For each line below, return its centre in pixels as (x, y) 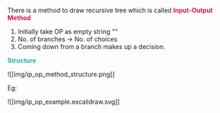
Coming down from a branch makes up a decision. (91, 47)
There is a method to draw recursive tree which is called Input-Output (110, 10)
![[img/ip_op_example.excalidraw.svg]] (64, 102)
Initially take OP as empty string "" (68, 32)
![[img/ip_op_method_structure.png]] (61, 74)
